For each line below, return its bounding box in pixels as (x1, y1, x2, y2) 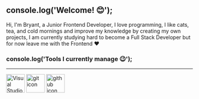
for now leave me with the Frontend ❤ (6, 40, 99, 47)
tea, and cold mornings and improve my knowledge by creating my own (6, 27, 181, 34)
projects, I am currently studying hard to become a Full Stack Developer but (6, 33, 191, 41)
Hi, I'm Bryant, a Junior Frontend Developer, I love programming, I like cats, (6, 21, 190, 28)
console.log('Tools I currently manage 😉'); (6, 55, 133, 63)
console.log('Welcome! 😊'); (6, 5, 113, 15)
